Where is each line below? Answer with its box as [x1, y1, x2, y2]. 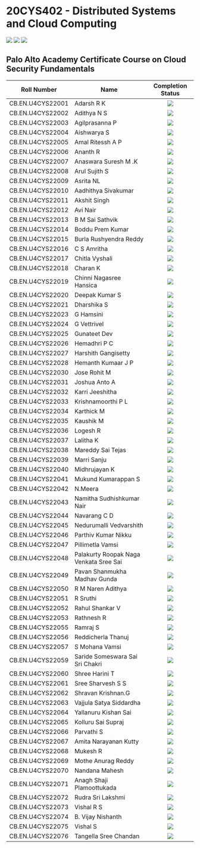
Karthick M [74, 407, 105, 415]
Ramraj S [74, 623, 100, 632]
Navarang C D [74, 511, 114, 519]
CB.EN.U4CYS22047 [9, 540, 69, 549]
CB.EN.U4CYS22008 [9, 167, 69, 175]
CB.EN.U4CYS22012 [9, 206, 69, 214]
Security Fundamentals [6, 64, 95, 74]
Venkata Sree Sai [74, 558, 122, 566]
